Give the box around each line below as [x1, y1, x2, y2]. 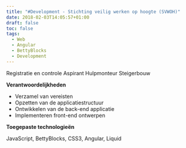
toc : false [6, 25, 33, 32]
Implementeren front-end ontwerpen [14, 112, 106, 119]
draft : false [6, 20, 39, 26]
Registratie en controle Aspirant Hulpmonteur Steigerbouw [6, 69, 151, 76]
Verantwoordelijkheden [6, 81, 66, 88]
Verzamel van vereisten [14, 92, 74, 100]
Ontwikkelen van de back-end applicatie [14, 105, 115, 112]
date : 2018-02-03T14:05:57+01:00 [6, 14, 90, 20]
